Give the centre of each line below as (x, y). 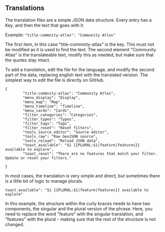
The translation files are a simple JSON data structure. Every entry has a (78, 20)
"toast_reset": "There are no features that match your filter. (90, 154)
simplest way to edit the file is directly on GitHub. (55, 80)
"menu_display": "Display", (51, 98)
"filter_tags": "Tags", (47, 123)
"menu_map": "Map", (43, 102)
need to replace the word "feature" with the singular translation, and (74, 214)
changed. (15, 224)
